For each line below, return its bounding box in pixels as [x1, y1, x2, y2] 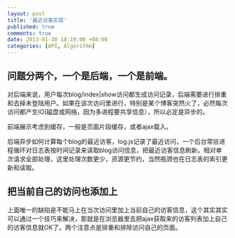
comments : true [7, 29, 52, 37]
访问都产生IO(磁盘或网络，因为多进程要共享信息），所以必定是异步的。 [7, 107, 209, 116]
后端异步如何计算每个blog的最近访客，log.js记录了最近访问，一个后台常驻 [7, 137, 220, 145]
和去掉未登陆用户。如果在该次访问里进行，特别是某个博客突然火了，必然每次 [7, 98, 228, 107]
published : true [7, 23, 55, 30]
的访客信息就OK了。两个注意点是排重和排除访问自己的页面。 [7, 223, 182, 231]
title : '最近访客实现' [7, 17, 67, 24]
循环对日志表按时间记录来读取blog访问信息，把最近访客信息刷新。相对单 [13, 146, 222, 154]
